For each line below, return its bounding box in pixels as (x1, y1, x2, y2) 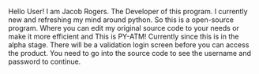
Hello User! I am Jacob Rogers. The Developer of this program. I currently (8, 7, 248, 16)
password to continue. (8, 57, 81, 66)
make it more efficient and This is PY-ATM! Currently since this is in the (8, 31, 239, 41)
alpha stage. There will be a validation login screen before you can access (8, 40, 250, 50)
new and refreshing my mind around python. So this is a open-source (8, 15, 235, 24)
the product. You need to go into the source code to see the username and (8, 49, 251, 57)
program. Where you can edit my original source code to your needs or (8, 24, 239, 32)
